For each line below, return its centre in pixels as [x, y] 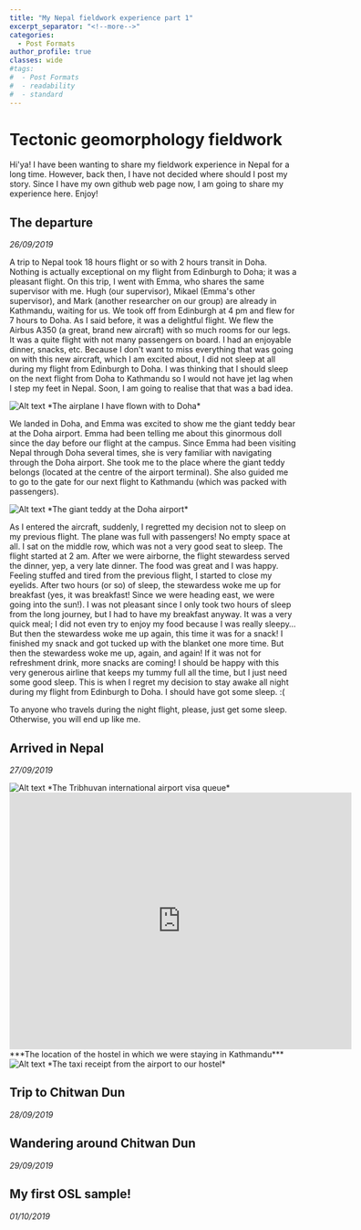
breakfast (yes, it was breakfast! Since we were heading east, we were [142, 595]
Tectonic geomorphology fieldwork [146, 139]
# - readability [42, 86]
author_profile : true [51, 52]
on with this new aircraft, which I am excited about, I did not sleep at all [143, 359]
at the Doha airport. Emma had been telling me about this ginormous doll [146, 434]
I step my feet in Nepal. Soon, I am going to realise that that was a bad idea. [151, 388]
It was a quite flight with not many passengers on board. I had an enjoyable [150, 340]
